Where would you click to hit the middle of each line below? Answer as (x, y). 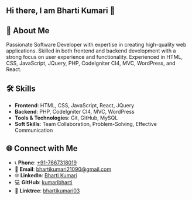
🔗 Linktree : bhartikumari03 (47, 191)
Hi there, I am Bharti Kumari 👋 (61, 11)
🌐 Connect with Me (42, 148)
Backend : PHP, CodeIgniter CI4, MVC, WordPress (74, 112)
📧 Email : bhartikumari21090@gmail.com (63, 169)
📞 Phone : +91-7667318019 (46, 162)
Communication (34, 130)
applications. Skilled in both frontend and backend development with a (91, 51)
